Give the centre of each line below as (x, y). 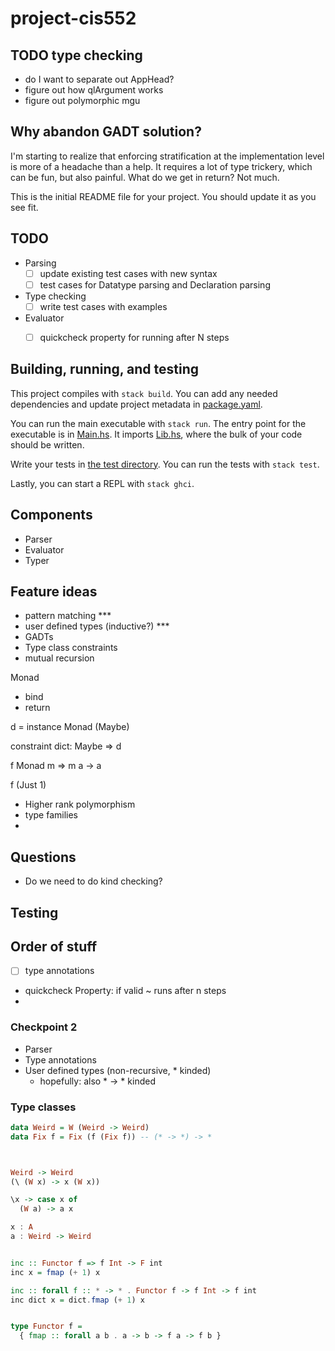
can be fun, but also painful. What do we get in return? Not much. (145, 177)
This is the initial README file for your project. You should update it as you (163, 196)
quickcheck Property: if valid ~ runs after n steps (125, 991)
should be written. (47, 444)
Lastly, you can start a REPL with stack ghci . (102, 483)
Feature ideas (54, 591)
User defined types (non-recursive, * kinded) (118, 1070)
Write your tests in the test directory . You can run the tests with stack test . (165, 464)
